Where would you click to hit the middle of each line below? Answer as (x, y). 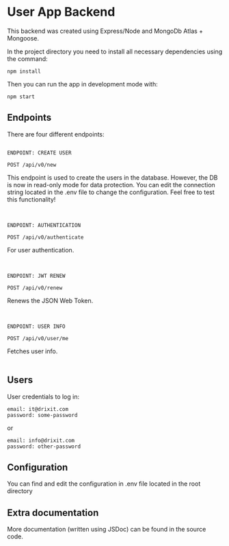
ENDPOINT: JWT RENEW (37, 276)
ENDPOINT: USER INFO (37, 327)
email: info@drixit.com (41, 440)
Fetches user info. (32, 351)
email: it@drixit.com (38, 409)
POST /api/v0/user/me (38, 338)
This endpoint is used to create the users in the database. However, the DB (112, 177)
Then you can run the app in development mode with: (83, 84)
